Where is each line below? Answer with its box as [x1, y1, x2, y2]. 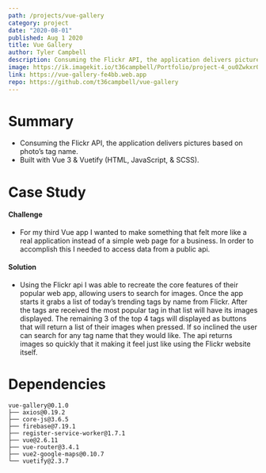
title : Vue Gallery [8, 41, 73, 49]
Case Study [8, 183, 86, 201]
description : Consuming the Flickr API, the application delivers [8, 56, 232, 64]
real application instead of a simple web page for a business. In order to [19, 236, 254, 245]
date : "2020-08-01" [8, 26, 73, 34]
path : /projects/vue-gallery [8, 11, 104, 20]
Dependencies [8, 375, 106, 394]
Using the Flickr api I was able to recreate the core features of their [19, 280, 239, 290]
